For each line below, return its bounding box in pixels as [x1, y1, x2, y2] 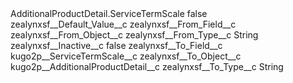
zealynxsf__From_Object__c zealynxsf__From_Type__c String [10, 29, 259, 41]
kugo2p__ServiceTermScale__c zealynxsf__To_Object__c [10, 50, 242, 62]
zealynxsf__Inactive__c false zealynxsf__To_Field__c [10, 40, 223, 51]
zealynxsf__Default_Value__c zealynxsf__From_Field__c [10, 18, 237, 30]
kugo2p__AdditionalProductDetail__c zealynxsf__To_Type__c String [10, 61, 284, 72]
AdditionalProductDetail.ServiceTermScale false [10, 8, 208, 19]
